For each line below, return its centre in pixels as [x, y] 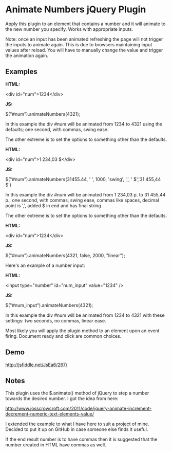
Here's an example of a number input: [45, 265]
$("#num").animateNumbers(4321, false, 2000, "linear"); [65, 255]
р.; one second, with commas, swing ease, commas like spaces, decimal [82, 200]
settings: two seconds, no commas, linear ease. [56, 320]
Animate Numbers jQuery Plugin [76, 10]
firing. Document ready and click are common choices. [63, 336]
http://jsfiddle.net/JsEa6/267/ [36, 365]
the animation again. [27, 56]
